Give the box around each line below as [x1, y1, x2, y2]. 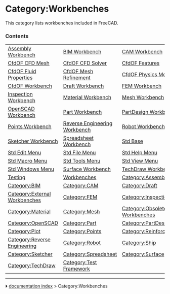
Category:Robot [63, 239, 101, 246]
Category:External [8, 190, 51, 198]
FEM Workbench [122, 82, 162, 89]
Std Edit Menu [8, 149, 41, 156]
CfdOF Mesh [63, 68, 94, 75]
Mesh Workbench [122, 94, 164, 101]
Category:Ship [122, 239, 156, 246]
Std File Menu [63, 149, 96, 156]
